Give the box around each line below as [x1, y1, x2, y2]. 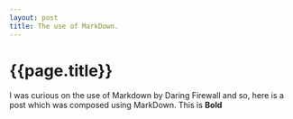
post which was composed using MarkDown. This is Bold [9, 100, 223, 111]
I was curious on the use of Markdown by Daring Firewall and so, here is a [9, 90, 284, 101]
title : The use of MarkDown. [9, 22, 119, 31]
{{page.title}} [9, 60, 113, 81]
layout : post [9, 13, 59, 23]
